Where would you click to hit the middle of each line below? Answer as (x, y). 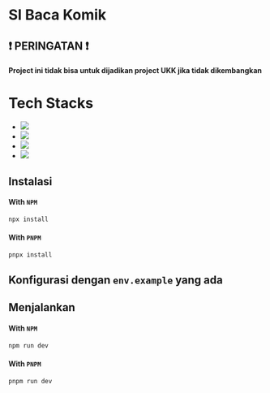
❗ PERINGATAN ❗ (49, 46)
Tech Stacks (51, 104)
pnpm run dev (30, 381)
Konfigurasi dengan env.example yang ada (116, 281)
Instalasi (30, 181)
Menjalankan (42, 307)
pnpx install (30, 255)
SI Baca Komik (58, 15)
